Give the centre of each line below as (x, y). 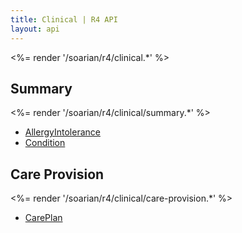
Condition (45, 143)
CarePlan (43, 218)
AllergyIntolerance (62, 132)
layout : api (35, 29)
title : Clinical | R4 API (64, 19)
